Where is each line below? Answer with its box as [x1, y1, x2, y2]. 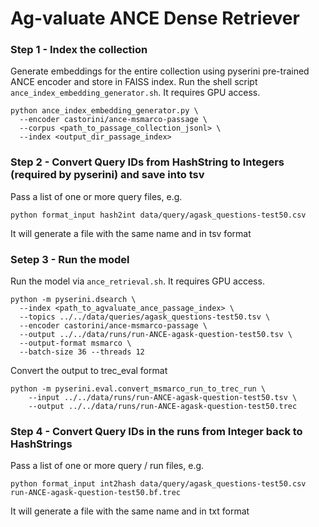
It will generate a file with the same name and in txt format [10, 505, 250, 517]
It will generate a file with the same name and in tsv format [10, 227, 252, 239]
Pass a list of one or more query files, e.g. [10, 190, 183, 202]
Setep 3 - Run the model [10, 252, 130, 266]
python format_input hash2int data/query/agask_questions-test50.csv [10, 210, 307, 220]
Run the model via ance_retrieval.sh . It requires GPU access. [10, 275, 265, 287]
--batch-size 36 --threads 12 [19, 347, 145, 357]
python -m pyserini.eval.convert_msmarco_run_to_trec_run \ [10, 384, 267, 394]
